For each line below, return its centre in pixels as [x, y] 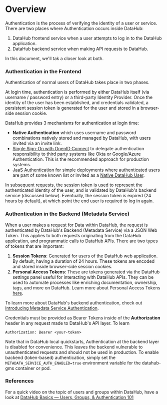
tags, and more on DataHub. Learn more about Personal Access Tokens [86, 288]
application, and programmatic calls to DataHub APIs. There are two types [82, 241]
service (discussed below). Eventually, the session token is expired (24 [78, 196]
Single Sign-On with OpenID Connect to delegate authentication [78, 149]
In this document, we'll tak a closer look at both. [54, 58]
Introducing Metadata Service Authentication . [52, 308]
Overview [26, 9]
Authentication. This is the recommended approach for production [80, 159]
